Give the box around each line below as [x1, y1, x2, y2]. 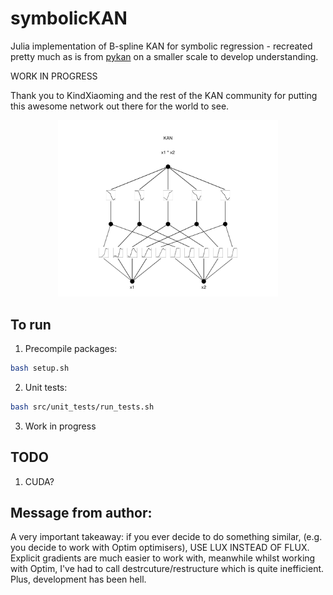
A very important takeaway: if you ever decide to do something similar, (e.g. [10, 531, 323, 543]
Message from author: [10, 504, 153, 521]
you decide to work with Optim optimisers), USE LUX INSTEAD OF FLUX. [10, 542, 310, 554]
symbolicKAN [10, 7, 128, 30]
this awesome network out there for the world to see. [10, 100, 230, 112]
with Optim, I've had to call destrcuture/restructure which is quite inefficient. [10, 563, 325, 575]
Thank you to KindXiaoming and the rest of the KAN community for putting [10, 89, 318, 101]
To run [10, 316, 52, 333]
